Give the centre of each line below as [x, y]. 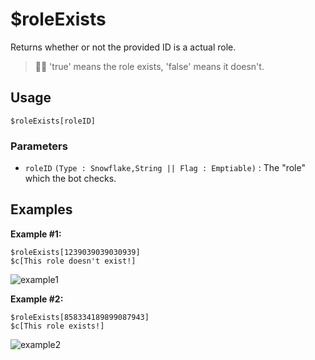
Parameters [39, 146]
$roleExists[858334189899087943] [80, 317]
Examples [41, 209]
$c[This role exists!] [57, 326]
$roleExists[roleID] [53, 121]
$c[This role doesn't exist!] [73, 261]
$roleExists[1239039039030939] [75, 252]
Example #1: [36, 234]
